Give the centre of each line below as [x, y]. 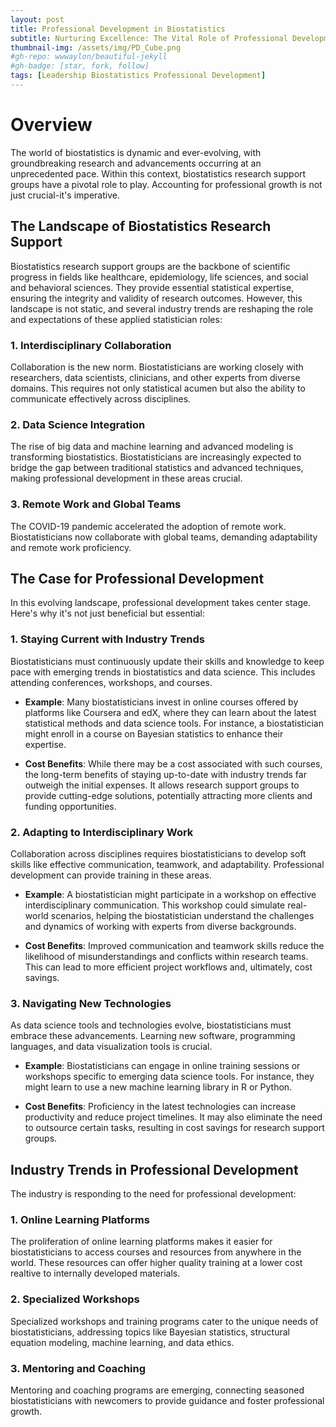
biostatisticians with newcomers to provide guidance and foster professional [167, 1400]
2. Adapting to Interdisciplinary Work [102, 832]
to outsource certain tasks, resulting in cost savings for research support [174, 1128]
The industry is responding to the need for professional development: [153, 1194]
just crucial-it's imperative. [65, 195]
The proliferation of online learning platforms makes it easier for [141, 1242]
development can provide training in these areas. [111, 875]
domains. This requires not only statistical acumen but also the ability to [158, 388]
